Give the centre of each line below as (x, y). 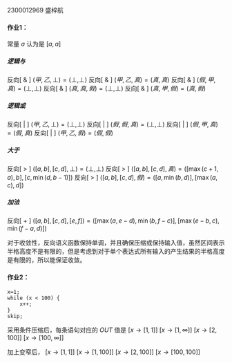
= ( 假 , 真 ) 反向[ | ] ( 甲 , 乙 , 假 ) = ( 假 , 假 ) (60, 133)
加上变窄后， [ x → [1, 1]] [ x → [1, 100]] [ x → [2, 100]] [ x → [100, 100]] (104, 352)
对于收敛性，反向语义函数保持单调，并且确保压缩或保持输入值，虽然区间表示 (116, 243)
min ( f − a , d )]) (27, 229)
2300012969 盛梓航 (35, 10)
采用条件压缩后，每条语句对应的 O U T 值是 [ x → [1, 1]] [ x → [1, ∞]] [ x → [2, (112, 330)
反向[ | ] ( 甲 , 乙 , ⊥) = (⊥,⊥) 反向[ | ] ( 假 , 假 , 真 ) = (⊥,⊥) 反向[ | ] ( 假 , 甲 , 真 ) (113, 124)
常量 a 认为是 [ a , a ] (34, 44)
